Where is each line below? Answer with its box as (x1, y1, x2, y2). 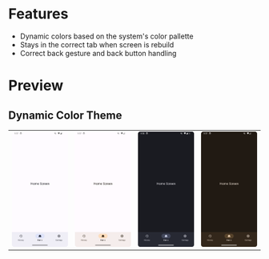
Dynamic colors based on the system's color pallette (19, 31, 194, 41)
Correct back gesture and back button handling (19, 48, 177, 58)
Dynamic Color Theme (8, 108, 122, 122)
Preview (8, 77, 64, 95)
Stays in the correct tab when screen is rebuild (19, 39, 175, 49)
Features (8, 5, 69, 23)
